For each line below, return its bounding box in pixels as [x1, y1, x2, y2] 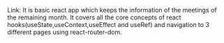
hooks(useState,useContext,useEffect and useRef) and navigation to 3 [7, 21, 210, 28]
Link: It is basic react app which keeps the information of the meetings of [7, 6, 218, 14]
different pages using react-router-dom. [7, 28, 122, 36]
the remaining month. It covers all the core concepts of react [7, 13, 181, 21]
